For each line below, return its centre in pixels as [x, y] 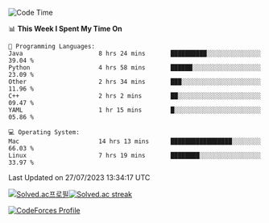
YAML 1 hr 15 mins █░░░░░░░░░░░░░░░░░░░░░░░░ [135, 110]
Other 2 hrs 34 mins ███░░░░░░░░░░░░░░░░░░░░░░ [135, 82]
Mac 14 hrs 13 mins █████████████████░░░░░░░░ [135, 141]
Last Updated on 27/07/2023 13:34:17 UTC [79, 177]
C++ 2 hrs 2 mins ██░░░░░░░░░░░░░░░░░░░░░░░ [135, 96]
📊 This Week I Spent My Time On [65, 29]
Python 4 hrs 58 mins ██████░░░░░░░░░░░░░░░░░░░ [135, 68]
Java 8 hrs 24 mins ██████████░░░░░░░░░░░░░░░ [135, 53]
